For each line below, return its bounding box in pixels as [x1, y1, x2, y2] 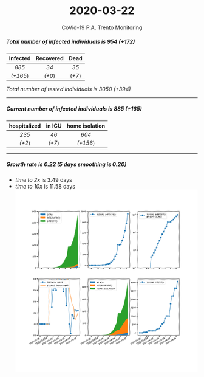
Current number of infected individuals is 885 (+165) [6, 105, 143, 112]
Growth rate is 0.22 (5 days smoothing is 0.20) [6, 161, 127, 168]
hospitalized [8, 122, 41, 130]
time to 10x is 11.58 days [15, 182, 76, 190]
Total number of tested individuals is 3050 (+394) [6, 86, 131, 93]
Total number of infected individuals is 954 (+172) [6, 38, 135, 45]
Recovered [35, 55, 64, 62]
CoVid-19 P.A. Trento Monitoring [61, 24, 143, 31]
